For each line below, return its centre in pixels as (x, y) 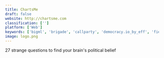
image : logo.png (21, 37)
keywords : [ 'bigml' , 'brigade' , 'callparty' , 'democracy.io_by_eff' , (77, 32)
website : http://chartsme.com (36, 18)
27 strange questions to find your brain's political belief (61, 50)
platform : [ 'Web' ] (24, 28)
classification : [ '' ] (27, 23)
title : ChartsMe (21, 9)
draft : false (18, 14)
